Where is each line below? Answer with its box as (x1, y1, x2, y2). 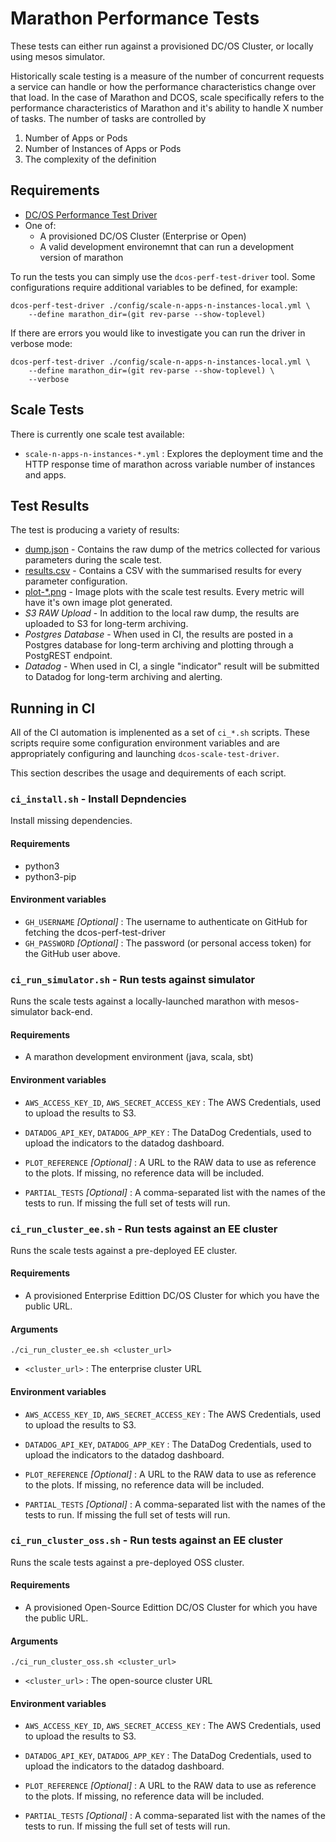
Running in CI (10, 700, 96, 717)
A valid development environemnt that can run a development (39, 240, 295, 252)
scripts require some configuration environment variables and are (10, 737, 280, 749)
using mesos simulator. (10, 50, 106, 62)
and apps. (24, 468, 67, 481)
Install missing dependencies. (10, 815, 133, 827)
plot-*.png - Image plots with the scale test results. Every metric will (24, 586, 305, 598)
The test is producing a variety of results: (10, 524, 180, 536)
